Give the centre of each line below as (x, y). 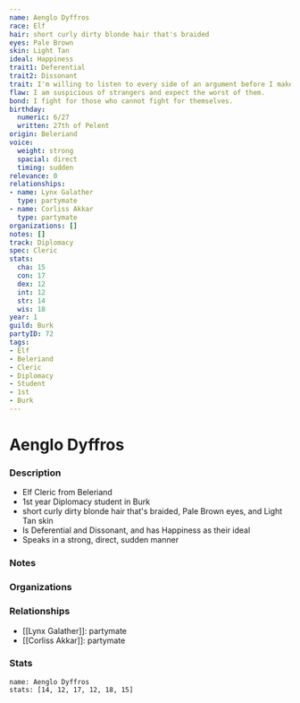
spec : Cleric (33, 251)
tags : (19, 342)
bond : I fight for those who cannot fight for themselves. (121, 101)
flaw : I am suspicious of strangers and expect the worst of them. (137, 92)
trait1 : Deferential (48, 68)
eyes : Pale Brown (42, 43)
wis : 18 (32, 309)
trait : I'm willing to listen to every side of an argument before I (142, 84)
